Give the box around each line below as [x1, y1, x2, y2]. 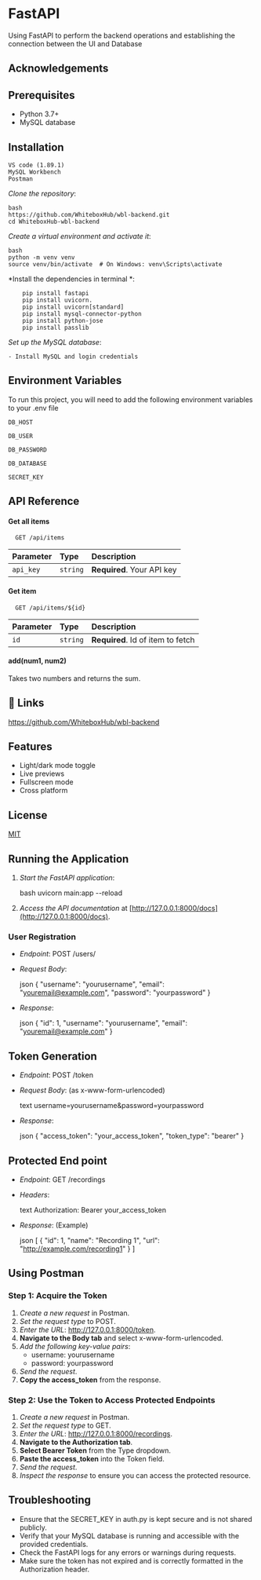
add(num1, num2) [8, 657, 67, 666]
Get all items [8, 516, 50, 526]
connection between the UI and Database [8, 38, 143, 48]
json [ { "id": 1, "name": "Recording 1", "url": [19, 1235, 161, 1245]
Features [8, 740, 53, 753]
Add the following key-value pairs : [19, 1341, 131, 1351]
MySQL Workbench [8, 168, 61, 176]
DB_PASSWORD [8, 445, 47, 454]
